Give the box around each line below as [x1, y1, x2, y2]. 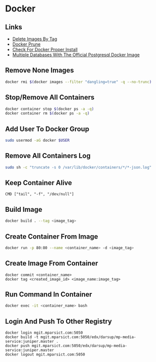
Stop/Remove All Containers [5, 93, 95, 102]
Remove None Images [5, 66, 74, 75]
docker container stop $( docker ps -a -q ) [5, 106, 94, 111]
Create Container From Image [5, 232, 98, 241]
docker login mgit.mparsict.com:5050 [5, 330, 83, 336]
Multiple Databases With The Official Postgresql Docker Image [12, 52, 140, 58]
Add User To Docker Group [5, 125, 90, 133]
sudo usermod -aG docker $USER [5, 138, 70, 143]
